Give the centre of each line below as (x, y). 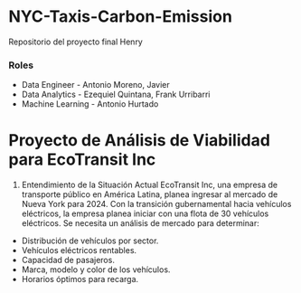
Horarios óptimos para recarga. (80, 279)
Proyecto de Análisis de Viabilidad (139, 141)
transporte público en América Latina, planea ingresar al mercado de (150, 194)
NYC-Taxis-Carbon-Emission (120, 17)
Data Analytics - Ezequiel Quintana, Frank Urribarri (116, 95)
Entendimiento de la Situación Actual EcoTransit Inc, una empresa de (149, 185)
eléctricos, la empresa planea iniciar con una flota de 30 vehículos (145, 213)
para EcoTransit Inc (82, 160)
